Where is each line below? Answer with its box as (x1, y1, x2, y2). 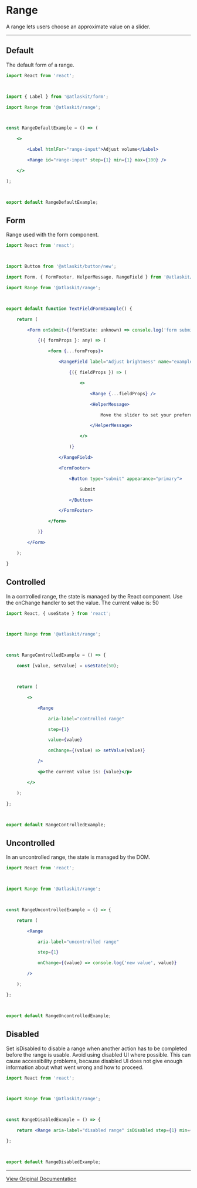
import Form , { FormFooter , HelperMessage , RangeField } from (6, 274, 161, 280)
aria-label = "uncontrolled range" (37, 939, 119, 945)
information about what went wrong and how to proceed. (6, 1064, 144, 1071)
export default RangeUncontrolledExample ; (6, 1012, 111, 1019)
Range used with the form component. (6, 231, 99, 239)
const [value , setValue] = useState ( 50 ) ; (16, 663, 119, 669)
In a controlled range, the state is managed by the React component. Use (6, 593, 183, 600)
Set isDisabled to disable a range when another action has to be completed (6, 1045, 188, 1052)
